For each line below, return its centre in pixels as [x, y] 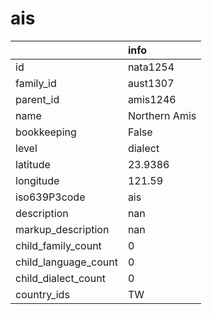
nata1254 [151, 67]
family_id [36, 83]
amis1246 [152, 99]
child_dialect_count [60, 278]
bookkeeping [46, 132]
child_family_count [58, 245]
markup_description [62, 229]
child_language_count [66, 262]
